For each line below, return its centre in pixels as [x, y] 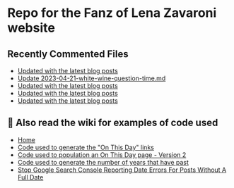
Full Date [30, 177]
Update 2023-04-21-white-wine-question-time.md [92, 78]
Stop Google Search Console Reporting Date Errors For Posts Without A [122, 170]
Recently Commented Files [68, 54]
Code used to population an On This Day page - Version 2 [102, 155]
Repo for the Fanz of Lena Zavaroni [112, 13]
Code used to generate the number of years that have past [103, 162]
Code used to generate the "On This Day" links [86, 147]
